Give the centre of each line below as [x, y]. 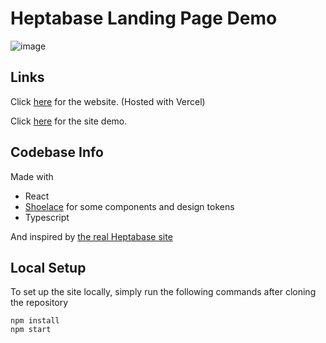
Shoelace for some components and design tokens [129, 206]
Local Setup [48, 267]
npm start [31, 330]
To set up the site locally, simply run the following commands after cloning [163, 292]
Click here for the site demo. [69, 121]
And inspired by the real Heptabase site [91, 236]
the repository [39, 303]
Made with [32, 176]
